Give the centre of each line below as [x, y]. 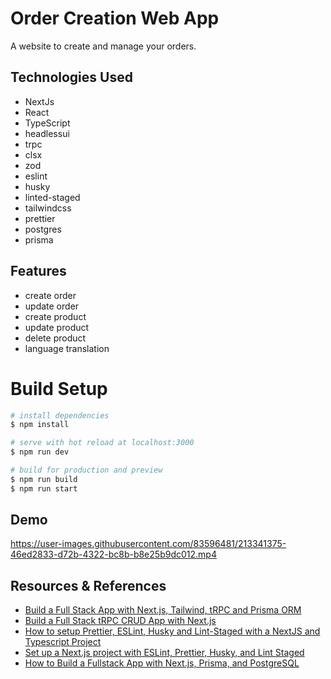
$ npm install [40, 425]
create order [50, 295]
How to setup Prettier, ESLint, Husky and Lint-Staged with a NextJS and [172, 631]
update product [57, 327]
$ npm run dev [40, 452]
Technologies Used [71, 77]
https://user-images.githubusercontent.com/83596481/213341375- [148, 544]
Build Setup [59, 388]
